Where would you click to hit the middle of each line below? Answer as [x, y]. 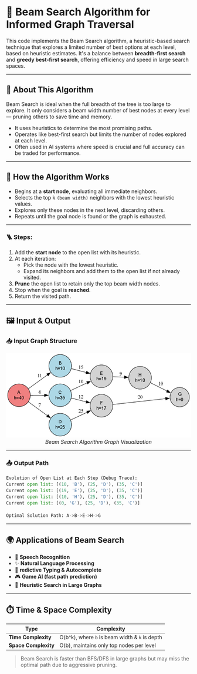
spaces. [16, 66]
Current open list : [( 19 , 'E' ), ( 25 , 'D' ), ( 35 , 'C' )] [74, 491]
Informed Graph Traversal [70, 24]
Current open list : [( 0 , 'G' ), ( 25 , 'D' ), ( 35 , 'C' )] [73, 503]
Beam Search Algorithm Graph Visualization [98, 442]
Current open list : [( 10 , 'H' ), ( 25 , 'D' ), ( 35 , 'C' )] [74, 497]
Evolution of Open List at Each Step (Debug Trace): [72, 478]
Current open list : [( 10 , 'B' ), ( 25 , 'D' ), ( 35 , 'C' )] [74, 484]
